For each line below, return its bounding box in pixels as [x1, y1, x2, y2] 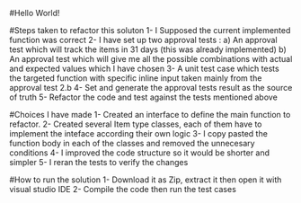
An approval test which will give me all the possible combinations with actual [9, 54, 293, 64]
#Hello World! [9, 8, 60, 18]
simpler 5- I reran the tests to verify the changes [9, 157, 189, 167]
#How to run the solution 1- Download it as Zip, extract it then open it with [9, 174, 282, 185]
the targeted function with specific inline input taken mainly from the [9, 73, 262, 84]
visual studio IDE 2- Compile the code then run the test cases [9, 184, 236, 194]
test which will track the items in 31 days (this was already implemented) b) [9, 44, 288, 55]
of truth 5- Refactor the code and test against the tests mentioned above [9, 92, 279, 102]
